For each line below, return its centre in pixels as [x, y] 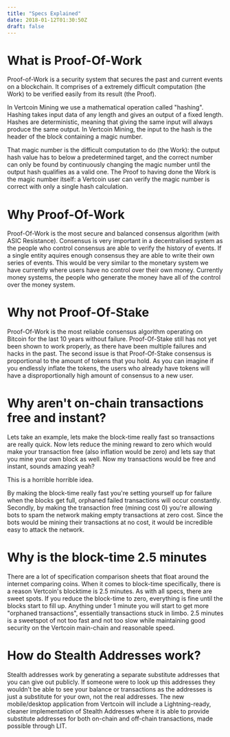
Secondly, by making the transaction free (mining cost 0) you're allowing [110, 508]
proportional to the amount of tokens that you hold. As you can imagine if [111, 361]
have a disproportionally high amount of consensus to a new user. [100, 375]
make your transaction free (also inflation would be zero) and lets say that [111, 452]
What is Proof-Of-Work [74, 60]
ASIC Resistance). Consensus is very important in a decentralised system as [115, 241]
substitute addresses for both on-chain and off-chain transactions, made [110, 718]
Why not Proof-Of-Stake [78, 312]
